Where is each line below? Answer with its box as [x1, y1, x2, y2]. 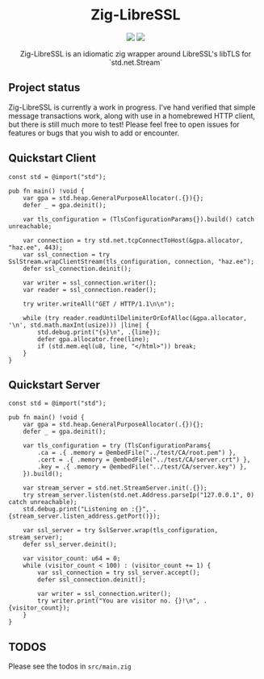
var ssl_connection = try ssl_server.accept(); [37, 569, 200, 577]
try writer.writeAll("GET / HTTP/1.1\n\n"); [23, 300, 175, 308]
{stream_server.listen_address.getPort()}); [8, 512, 161, 521]
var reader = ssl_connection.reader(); [23, 285, 157, 294]
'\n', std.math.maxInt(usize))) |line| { [8, 321, 150, 329]
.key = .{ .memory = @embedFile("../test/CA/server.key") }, [37, 463, 248, 471]
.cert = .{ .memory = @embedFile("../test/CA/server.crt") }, [37, 456, 251, 464]
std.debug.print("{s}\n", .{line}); [37, 328, 161, 336]
